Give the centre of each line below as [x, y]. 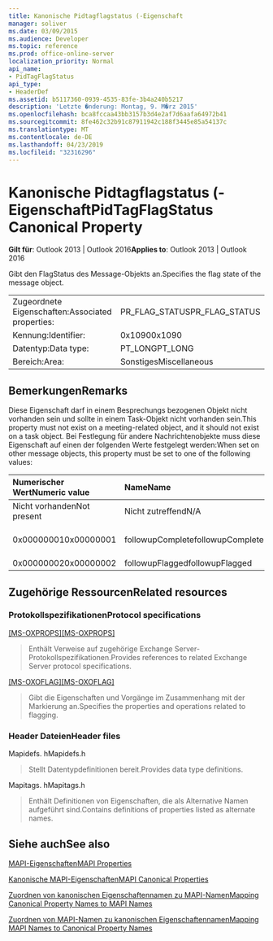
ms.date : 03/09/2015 [43, 31]
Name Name [148, 488]
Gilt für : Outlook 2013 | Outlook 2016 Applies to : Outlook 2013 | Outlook [128, 250]
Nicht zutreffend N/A [163, 511]
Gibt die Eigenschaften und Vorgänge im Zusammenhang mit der [136, 698]
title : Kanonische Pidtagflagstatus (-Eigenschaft [96, 16]
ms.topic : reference [43, 46]
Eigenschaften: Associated [62, 312]
